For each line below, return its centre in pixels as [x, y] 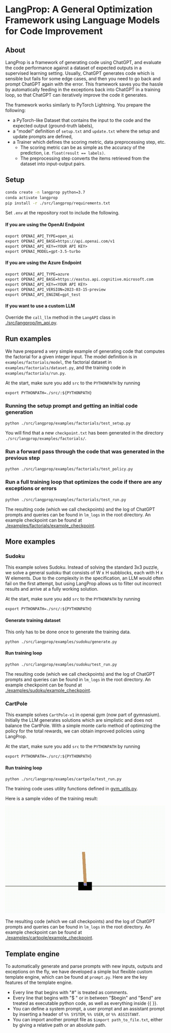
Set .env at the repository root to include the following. [62, 213]
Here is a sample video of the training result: [52, 799]
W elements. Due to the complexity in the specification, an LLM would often [84, 578]
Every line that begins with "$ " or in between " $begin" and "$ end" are [87, 998]
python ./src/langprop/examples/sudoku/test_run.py [61, 664]
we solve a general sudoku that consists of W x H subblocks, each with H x [84, 573]
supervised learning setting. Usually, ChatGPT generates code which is [80, 73]
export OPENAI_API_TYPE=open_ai [39, 236]
